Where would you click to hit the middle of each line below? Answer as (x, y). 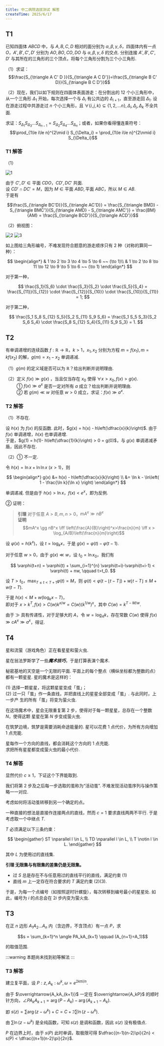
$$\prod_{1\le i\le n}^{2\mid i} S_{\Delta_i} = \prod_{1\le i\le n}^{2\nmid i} (83, 132)
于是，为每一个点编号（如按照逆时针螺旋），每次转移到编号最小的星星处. (78, 891)
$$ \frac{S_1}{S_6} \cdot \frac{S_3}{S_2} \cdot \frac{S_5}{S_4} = (83, 287)
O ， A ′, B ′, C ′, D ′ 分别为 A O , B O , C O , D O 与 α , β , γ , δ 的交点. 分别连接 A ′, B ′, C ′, (81, 52)
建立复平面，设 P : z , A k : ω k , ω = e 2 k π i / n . (47, 983)
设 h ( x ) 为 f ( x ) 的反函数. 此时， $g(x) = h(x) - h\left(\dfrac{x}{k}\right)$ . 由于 (82, 428)
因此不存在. (25, 446)
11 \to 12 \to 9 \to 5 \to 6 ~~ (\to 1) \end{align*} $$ (83, 267)
